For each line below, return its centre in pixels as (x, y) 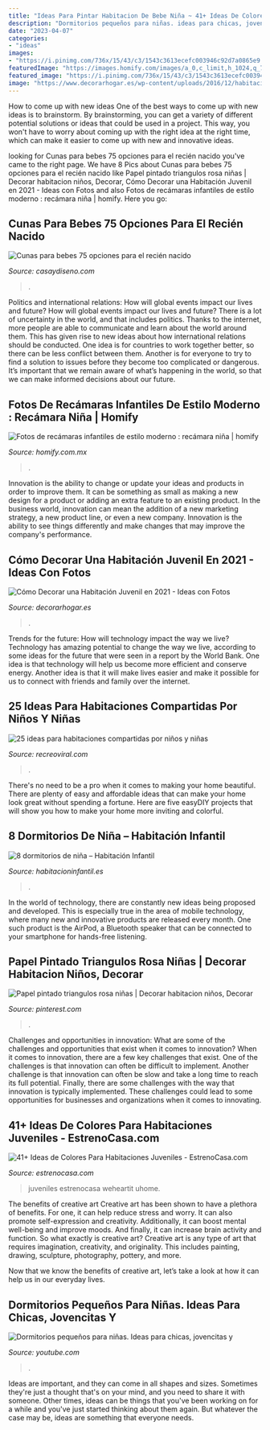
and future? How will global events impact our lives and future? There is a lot (135, 311)
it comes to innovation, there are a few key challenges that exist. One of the (133, 1058)
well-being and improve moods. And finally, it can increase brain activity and (135, 1230)
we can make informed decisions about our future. (92, 380)
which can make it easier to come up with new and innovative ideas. (121, 140)
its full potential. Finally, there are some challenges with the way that (121, 1083)
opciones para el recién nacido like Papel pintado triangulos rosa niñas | (127, 173)
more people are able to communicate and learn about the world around (127, 328)
